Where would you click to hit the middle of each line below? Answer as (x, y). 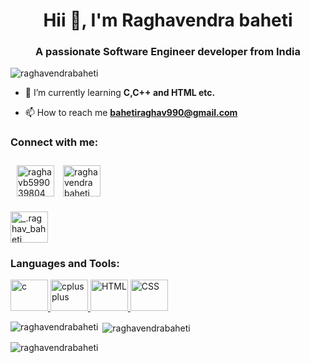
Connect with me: (54, 142)
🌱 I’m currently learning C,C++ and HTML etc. (120, 93)
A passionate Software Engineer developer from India (168, 52)
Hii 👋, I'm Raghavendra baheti (168, 20)
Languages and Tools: (65, 263)
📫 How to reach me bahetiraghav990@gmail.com (131, 113)
